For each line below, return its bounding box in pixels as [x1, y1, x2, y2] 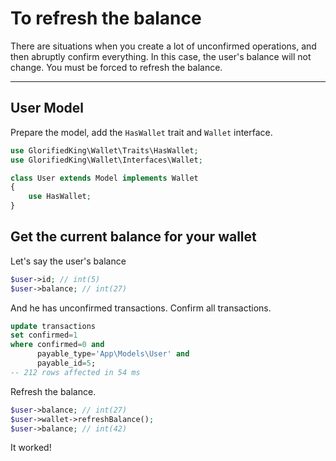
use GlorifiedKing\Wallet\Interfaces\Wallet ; [10, 155, 203, 165]
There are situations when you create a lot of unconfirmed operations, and [10, 40, 317, 52]
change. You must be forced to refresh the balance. [10, 61, 223, 73]
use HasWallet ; [28, 192, 92, 202]
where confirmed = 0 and [10, 340, 105, 350]
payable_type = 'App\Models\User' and [36, 349, 190, 359]
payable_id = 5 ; [36, 358, 97, 369]
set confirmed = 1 [10, 330, 78, 341]
